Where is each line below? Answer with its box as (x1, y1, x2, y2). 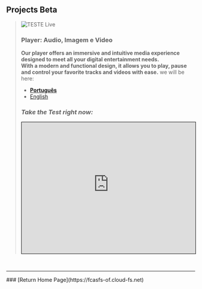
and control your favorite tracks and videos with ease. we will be (20, 68, 185, 76)
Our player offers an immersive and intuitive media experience (20, 49, 180, 56)
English (29, 93, 49, 100)
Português (29, 87, 57, 94)
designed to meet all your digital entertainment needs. (20, 56, 159, 63)
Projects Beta (6, 5, 58, 15)
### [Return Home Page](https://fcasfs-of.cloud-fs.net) (6, 276, 144, 284)
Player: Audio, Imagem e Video (20, 35, 113, 44)
